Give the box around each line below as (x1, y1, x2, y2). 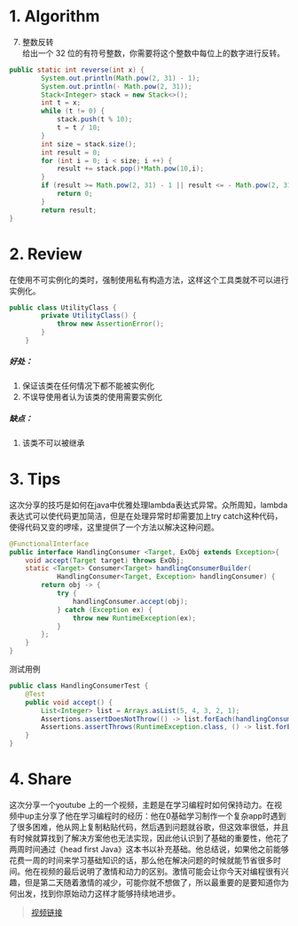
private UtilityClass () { (41, 311, 137, 320)
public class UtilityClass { (9, 303, 117, 312)
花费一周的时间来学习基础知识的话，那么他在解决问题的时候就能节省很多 (9, 854, 273, 866)
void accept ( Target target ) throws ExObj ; (25, 556, 184, 565)
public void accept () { (25, 698, 114, 707)
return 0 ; (56, 189, 93, 199)
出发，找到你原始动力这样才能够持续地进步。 (16, 888, 180, 899)
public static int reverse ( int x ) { (9, 65, 145, 75)
